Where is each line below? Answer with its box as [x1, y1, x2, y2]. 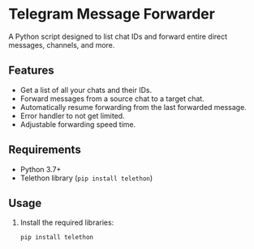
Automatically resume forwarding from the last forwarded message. [19, 102, 248, 112]
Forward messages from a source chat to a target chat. [19, 94, 204, 103]
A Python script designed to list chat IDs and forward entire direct [8, 32, 228, 41]
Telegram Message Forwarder [8, 5, 215, 23]
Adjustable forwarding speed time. [19, 119, 136, 129]
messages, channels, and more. [8, 40, 115, 49]
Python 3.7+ [19, 164, 62, 174]
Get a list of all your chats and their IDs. [19, 85, 153, 95]
